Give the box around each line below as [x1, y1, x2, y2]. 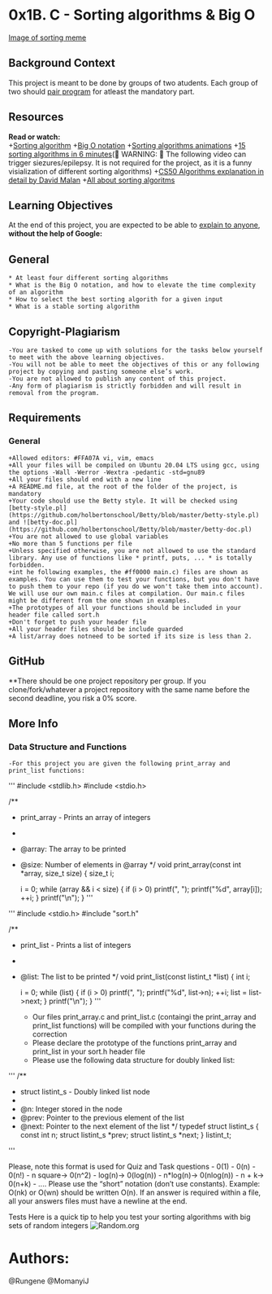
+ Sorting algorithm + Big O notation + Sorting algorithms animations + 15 [8, 140, 246, 150]
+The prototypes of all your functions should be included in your [8, 603, 242, 612]
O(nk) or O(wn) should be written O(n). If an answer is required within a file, [8, 1187, 261, 1198]
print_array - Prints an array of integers [19, 813, 151, 822]
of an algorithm [8, 288, 63, 296]
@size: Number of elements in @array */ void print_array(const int [19, 860, 242, 870]
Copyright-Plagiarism [8, 324, 120, 339]
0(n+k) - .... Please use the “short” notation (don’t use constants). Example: [8, 1179, 261, 1189]
